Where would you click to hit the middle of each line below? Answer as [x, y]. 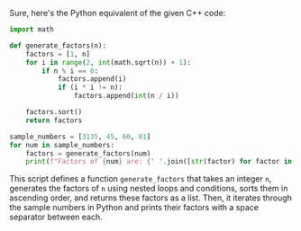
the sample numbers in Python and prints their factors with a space [134, 208]
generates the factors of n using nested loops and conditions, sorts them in [149, 189]
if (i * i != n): [90, 88]
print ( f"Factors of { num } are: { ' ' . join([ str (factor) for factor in [159, 162]
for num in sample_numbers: [62, 145]
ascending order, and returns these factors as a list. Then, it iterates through [151, 198]
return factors [54, 120]
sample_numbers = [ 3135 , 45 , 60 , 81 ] [80, 137]
